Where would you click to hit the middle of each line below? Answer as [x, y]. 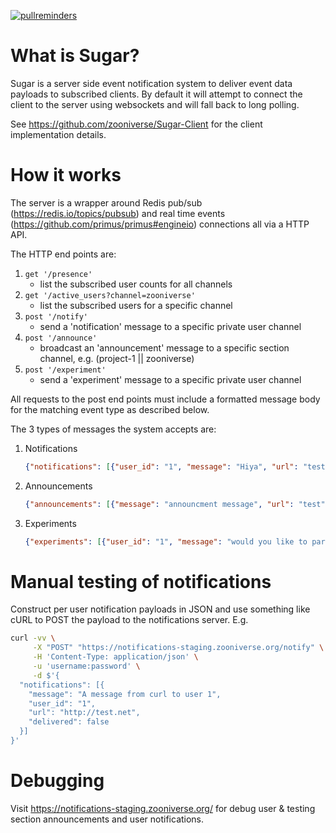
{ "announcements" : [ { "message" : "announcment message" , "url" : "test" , [177, 504]
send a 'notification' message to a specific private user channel [170, 326]
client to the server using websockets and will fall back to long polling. [155, 104]
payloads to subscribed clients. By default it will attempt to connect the [156, 94]
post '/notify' [56, 316]
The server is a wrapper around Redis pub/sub [106, 202]
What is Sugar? [75, 56]
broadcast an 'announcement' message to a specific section [164, 347]
